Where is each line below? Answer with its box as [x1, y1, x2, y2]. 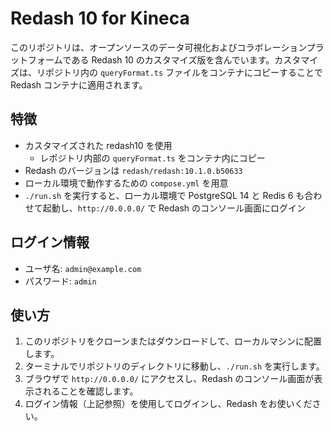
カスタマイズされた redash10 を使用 [24, 139, 173, 151]
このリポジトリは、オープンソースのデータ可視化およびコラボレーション [10, 41, 307, 53]
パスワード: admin [24, 275, 97, 287]
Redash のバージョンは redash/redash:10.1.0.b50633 [24, 164, 243, 176]
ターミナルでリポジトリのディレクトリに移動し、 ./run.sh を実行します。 [24, 360, 325, 372]
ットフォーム [10, 53, 63, 66]
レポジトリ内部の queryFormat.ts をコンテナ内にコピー [39, 152, 266, 164]
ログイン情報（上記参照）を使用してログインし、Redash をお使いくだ [24, 398, 313, 410]
